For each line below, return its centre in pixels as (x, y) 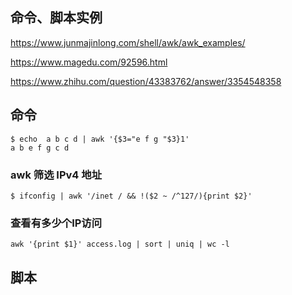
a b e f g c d (40, 148)
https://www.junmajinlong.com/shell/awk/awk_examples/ (128, 42)
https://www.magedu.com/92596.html (89, 62)
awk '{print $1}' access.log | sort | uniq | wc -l (120, 244)
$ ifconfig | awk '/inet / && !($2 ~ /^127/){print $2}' (131, 196)
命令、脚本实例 (56, 18)
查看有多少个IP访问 (56, 223)
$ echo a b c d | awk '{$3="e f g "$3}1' (100, 139)
